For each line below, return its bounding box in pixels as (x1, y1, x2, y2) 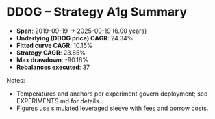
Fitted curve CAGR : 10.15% (16, 41, 93, 49)
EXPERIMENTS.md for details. (16, 96, 101, 105)
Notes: (6, 76, 25, 84)
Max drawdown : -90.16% (16, 55, 88, 64)
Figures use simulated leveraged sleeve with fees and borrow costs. (16, 104, 209, 112)
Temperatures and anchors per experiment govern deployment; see (16, 90, 208, 98)
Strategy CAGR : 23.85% (16, 49, 86, 57)
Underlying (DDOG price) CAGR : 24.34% (16, 34, 134, 42)
